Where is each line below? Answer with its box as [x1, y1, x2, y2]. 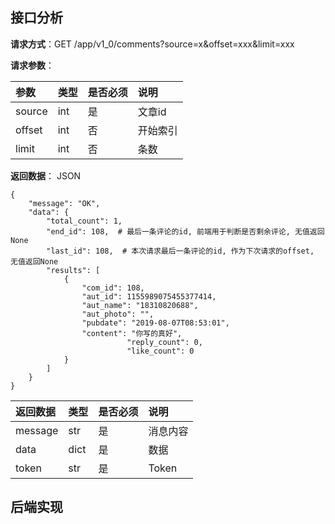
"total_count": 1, [46, 216, 123, 226]
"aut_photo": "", [81, 309, 155, 319]
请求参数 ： [10, 59, 55, 71]
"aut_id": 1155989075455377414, [81, 291, 217, 302]
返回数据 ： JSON [10, 169, 82, 182]
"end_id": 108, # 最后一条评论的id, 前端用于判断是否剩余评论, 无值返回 [46, 226, 325, 237]
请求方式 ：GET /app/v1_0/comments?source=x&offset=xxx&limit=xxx [10, 38, 295, 50]
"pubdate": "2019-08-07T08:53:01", [81, 318, 230, 328]
